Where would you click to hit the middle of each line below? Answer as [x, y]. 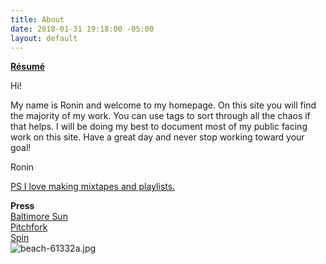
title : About [37, 19]
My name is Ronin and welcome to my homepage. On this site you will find [163, 105]
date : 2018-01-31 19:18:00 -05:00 [82, 29]
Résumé [28, 67]
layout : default [44, 38]
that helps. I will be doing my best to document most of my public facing [159, 127]
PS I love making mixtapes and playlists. [93, 187]
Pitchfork [29, 227]
